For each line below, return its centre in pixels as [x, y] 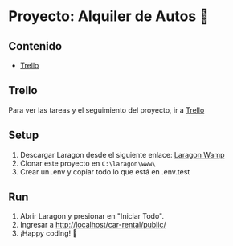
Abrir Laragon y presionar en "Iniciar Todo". [92, 216]
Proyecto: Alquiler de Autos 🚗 [108, 16]
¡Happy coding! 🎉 [49, 233]
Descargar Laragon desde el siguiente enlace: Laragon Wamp [122, 154]
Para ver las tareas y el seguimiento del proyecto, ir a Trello [106, 110]
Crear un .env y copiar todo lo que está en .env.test [105, 171]
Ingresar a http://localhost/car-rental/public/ [93, 225]
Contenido [35, 46]
